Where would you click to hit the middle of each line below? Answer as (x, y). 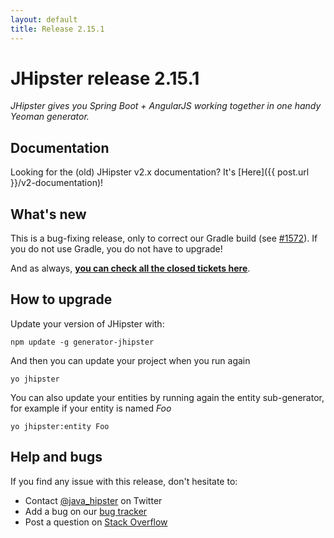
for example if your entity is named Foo (91, 408)
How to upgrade (61, 299)
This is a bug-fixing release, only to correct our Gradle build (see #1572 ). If (164, 238)
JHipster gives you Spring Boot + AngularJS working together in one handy (166, 106)
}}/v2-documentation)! (57, 183)
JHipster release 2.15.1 (105, 78)
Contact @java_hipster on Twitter (93, 500)
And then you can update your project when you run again (130, 360)
